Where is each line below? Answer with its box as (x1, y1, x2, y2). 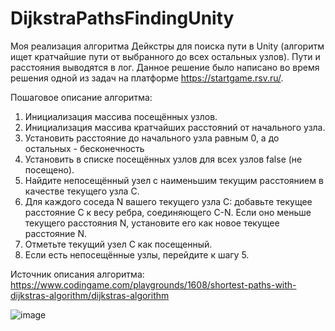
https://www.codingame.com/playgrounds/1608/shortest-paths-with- (10, 278, 297, 291)
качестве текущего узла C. (24, 185, 140, 197)
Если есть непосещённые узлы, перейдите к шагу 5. (24, 248, 250, 261)
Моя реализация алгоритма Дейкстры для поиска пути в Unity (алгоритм (10, 40, 325, 52)
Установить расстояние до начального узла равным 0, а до (24, 132, 280, 144)
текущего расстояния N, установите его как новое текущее (24, 217, 280, 229)
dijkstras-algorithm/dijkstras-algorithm (10, 289, 170, 301)
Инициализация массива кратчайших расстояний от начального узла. (24, 121, 326, 133)
